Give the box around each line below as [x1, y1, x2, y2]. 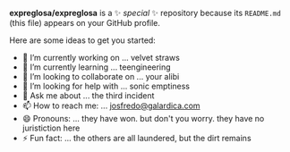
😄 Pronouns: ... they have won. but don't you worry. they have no [21, 114, 265, 123]
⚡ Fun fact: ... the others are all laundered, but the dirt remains [21, 133, 252, 143]
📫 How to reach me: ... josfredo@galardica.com [21, 100, 200, 111]
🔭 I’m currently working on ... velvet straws [21, 53, 181, 63]
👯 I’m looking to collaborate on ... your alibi [21, 72, 180, 81]
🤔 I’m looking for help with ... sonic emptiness [21, 80, 191, 91]
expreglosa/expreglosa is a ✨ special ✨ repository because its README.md [9, 8, 282, 18]
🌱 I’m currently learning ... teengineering [21, 62, 172, 72]
